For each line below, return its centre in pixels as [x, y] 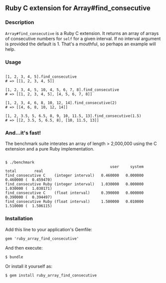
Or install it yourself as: [29, 266]
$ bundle [14, 257]
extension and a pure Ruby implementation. [50, 149]
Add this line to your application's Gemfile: [49, 229]
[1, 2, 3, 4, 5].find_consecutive [41, 77]
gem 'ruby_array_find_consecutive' [42, 239]
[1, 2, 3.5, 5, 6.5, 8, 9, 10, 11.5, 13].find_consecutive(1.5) [73, 116]
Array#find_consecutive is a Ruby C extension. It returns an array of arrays [82, 33]
